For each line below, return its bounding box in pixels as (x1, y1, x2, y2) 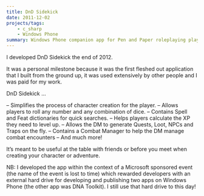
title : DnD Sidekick (6, 8, 59, 15)
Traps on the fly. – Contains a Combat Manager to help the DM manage (6, 128, 185, 134)
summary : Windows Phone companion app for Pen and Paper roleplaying (6, 37, 186, 43)
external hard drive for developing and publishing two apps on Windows (6, 177, 187, 183)
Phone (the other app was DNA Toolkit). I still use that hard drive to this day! (6, 183, 196, 190)
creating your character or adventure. (6, 152, 100, 159)
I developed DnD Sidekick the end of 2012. (6, 54, 114, 60)
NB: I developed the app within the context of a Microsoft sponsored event (6, 164, 193, 171)
